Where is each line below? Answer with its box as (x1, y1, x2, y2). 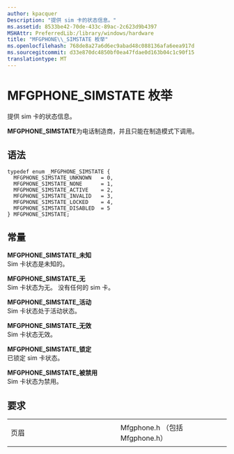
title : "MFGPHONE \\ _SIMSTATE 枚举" (7, 36, 109, 43)
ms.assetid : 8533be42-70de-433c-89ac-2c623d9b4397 (7, 23, 157, 30)
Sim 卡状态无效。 (7, 330, 57, 338)
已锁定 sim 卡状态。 (7, 354, 64, 362)
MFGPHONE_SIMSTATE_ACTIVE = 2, (13, 186, 114, 194)
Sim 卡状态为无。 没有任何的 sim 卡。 (7, 283, 115, 292)
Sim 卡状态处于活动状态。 (7, 307, 81, 315)
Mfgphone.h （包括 (120, 423, 183, 432)
